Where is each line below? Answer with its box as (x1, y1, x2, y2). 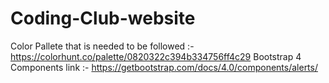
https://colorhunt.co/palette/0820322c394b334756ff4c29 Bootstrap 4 (10, 50, 302, 62)
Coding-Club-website (10, 7, 196, 30)
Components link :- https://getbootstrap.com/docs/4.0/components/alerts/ (10, 61, 318, 73)
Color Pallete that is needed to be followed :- (10, 40, 195, 52)
